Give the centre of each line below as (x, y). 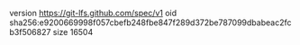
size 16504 (73, 32)
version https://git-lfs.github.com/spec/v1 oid (93, 13)
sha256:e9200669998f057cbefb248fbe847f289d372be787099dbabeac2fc (150, 22)
